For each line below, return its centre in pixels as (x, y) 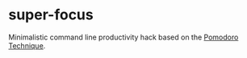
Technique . (27, 45)
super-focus (51, 15)
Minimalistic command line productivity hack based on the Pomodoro (123, 37)
